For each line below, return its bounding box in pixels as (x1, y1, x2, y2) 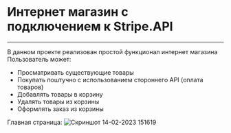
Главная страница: (7, 118, 63, 126)
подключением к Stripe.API (7, 19, 173, 34)
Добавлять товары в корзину (16, 90, 103, 98)
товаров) (16, 83, 44, 91)
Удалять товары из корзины (16, 97, 100, 106)
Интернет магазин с (7, 4, 129, 20)
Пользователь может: (7, 55, 71, 63)
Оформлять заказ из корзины (16, 104, 104, 113)
